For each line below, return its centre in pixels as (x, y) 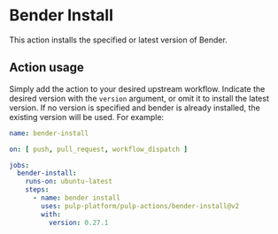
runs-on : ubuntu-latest (69, 182)
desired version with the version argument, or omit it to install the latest (139, 98)
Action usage (46, 68)
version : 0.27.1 (78, 223)
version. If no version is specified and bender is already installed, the (135, 108)
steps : (37, 190)
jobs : (19, 165)
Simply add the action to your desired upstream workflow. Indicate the (137, 88)
